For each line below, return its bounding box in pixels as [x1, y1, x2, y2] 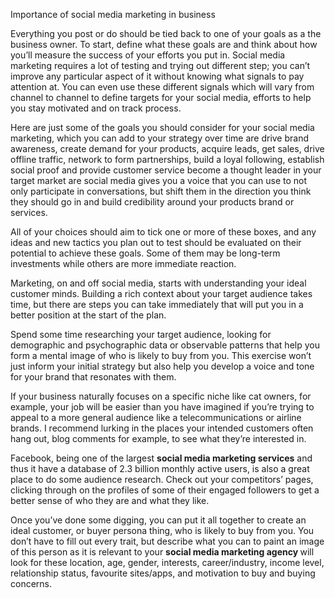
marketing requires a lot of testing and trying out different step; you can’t [10, 60, 311, 71]
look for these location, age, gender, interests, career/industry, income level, [10, 557, 325, 568]
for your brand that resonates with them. [10, 371, 177, 383]
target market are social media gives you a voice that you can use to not [10, 175, 308, 186]
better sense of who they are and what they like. [10, 495, 210, 506]
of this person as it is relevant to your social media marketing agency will [10, 546, 315, 558]
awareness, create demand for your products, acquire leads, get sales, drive [10, 143, 325, 154]
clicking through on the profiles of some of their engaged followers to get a [10, 484, 320, 496]
